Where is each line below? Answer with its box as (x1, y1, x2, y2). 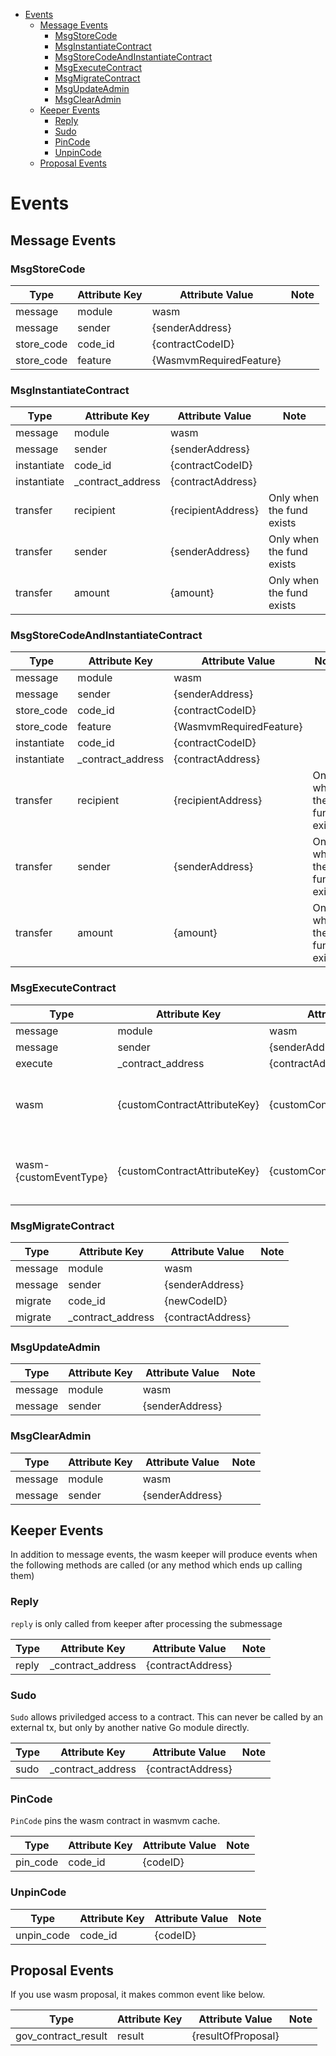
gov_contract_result (15, 2029, 108, 2043)
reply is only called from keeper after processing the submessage (10, 1617, 283, 1629)
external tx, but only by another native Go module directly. (10, 1722, 250, 1734)
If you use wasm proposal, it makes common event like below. (10, 1989, 266, 2001)
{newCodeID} (164, 1294, 228, 1308)
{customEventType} (15, 1170, 108, 1184)
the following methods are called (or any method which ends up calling (10, 1559, 303, 1571)
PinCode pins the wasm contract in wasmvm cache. (10, 1815, 221, 1827)
